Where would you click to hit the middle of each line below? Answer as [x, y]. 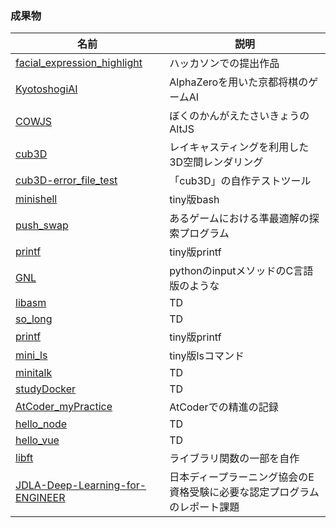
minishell [36, 199]
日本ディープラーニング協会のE [242, 477]
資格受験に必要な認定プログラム [244, 492]
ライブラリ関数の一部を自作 [234, 459]
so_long [34, 319]
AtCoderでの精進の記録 [224, 407]
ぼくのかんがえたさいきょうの [239, 116]
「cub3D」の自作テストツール [240, 181]
